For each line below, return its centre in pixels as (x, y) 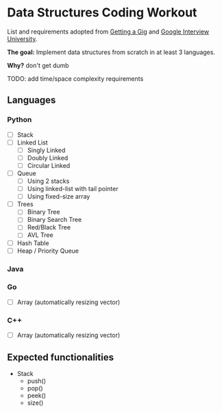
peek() (37, 396)
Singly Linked (46, 150)
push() (37, 381)
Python (20, 120)
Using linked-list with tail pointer (73, 189)
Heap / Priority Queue (48, 251)
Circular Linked (49, 165)
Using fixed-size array (59, 197)
